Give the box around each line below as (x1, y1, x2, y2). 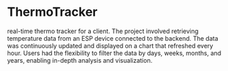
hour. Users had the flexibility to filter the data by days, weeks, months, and (7, 49, 222, 57)
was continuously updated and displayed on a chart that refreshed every (7, 41, 214, 50)
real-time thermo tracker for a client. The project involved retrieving (7, 27, 199, 35)
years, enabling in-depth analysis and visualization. (7, 56, 153, 64)
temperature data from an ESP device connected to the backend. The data (7, 34, 218, 42)
